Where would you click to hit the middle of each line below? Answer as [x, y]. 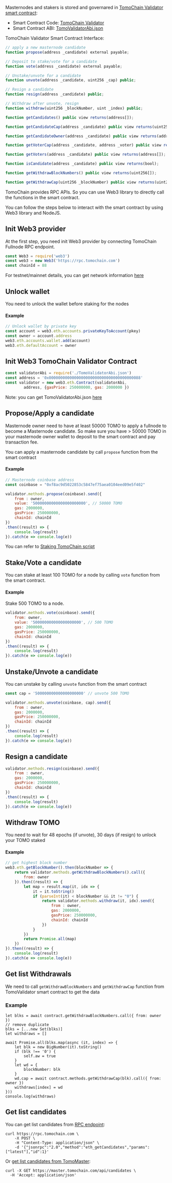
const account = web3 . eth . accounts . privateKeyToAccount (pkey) [73, 331]
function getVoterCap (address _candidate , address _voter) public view [83, 145]
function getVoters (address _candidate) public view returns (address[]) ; [86, 155]
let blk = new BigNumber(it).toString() [58, 1047]
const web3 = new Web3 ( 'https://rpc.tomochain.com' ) [63, 261]
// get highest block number [36, 863]
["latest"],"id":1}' [27, 1152]
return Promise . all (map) [50, 939]
